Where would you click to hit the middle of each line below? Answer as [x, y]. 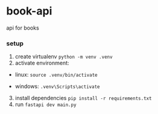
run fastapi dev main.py [46, 104]
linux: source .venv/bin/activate [56, 75]
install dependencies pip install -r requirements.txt [83, 98]
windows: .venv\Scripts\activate [57, 86]
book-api [29, 11]
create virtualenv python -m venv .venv [64, 57]
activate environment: [42, 63]
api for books [23, 28]
